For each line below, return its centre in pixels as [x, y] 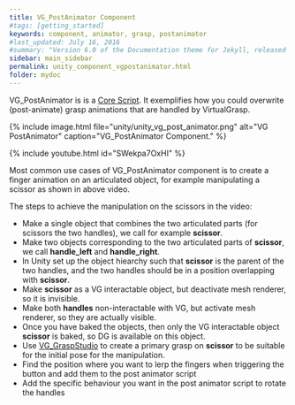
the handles [43, 392]
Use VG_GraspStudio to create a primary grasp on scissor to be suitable [153, 345]
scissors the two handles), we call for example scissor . [122, 233]
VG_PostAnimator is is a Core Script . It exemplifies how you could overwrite [147, 100]
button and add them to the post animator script [109, 373]
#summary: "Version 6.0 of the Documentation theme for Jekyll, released [148, 50]
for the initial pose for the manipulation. [93, 355]
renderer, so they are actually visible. [89, 317]
